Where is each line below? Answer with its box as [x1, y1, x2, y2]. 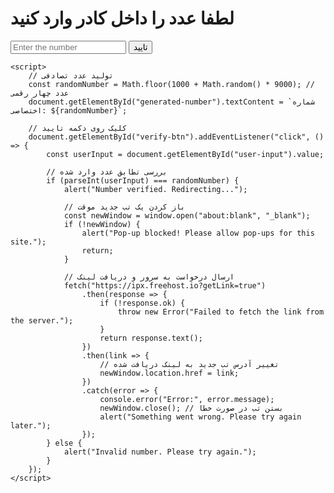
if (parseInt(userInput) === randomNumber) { [46, 175, 240, 186]
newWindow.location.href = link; [99, 368, 240, 378]
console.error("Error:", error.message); [99, 394, 275, 404]
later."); [10, 420, 52, 431]
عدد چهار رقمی [10, 88, 70, 98]
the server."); [10, 315, 74, 326]
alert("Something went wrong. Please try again [99, 412, 302, 422]
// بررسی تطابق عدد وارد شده [46, 167, 168, 177]
